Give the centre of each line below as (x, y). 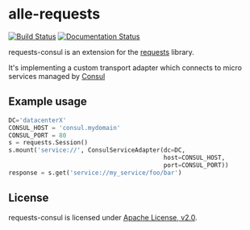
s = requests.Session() (48, 143)
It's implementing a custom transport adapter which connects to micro (125, 67)
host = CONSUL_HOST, (194, 158)
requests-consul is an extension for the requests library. (102, 52)
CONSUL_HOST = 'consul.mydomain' (65, 128)
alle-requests (54, 14)
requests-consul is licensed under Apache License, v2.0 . (103, 217)
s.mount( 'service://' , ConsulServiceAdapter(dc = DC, (97, 150)
